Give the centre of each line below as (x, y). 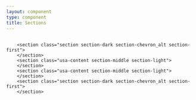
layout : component (29, 12)
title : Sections (26, 23)
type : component (26, 17)
